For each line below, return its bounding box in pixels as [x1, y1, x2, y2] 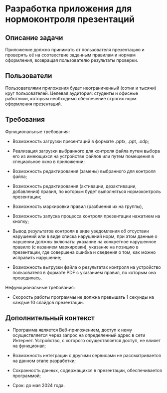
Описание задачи [5, 33, 63, 42]
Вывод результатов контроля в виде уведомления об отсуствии [12, 228, 149, 234]
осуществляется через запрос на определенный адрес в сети [12, 332, 146, 338]
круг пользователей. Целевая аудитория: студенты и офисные [5, 90, 139, 96]
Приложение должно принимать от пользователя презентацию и [5, 47, 145, 52]
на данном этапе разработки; [12, 358, 76, 364]
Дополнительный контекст [5, 314, 95, 322]
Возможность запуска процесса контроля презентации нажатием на [12, 213, 161, 219]
